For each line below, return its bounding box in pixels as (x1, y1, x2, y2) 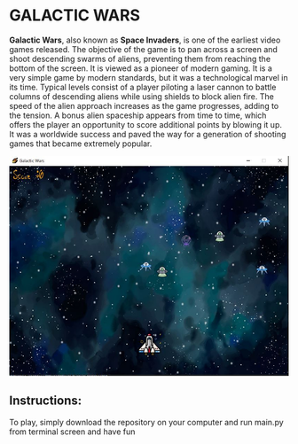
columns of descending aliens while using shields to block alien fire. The (9, 90, 275, 102)
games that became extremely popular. (9, 138, 153, 149)
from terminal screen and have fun (9, 426, 136, 437)
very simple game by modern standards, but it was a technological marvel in (9, 72, 288, 82)
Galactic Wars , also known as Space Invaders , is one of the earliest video (9, 35, 281, 45)
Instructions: (9, 393, 82, 409)
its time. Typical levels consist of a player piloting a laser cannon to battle (9, 82, 277, 92)
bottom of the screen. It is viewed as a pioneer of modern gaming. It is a (9, 63, 273, 74)
